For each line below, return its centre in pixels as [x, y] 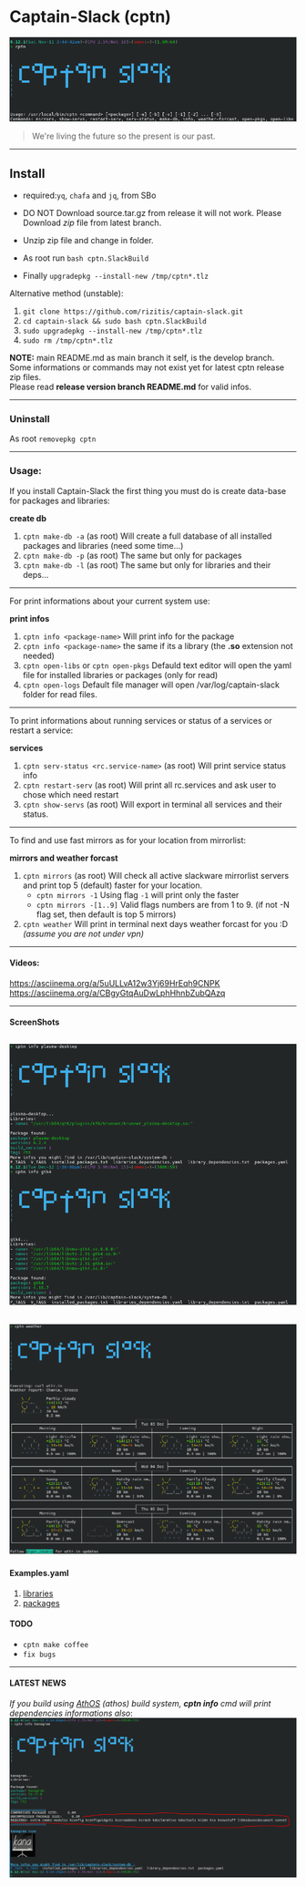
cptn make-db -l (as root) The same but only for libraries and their [147, 565]
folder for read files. [60, 694]
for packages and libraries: [60, 500]
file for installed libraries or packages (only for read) [120, 675]
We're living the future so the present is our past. [123, 136]
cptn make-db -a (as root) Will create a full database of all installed [147, 536]
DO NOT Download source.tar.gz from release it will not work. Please [152, 212]
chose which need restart [71, 794]
